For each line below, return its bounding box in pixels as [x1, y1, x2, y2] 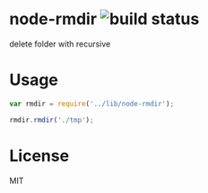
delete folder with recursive [9, 38, 111, 49]
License [9, 146, 70, 165]
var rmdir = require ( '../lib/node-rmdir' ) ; [9, 99, 175, 108]
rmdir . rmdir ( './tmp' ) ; [9, 115, 94, 124]
